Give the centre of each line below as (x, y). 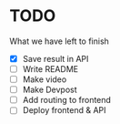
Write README (50, 69)
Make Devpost (50, 90)
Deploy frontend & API (64, 110)
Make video (45, 79)
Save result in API (55, 58)
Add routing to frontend (67, 100)
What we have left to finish (59, 41)
